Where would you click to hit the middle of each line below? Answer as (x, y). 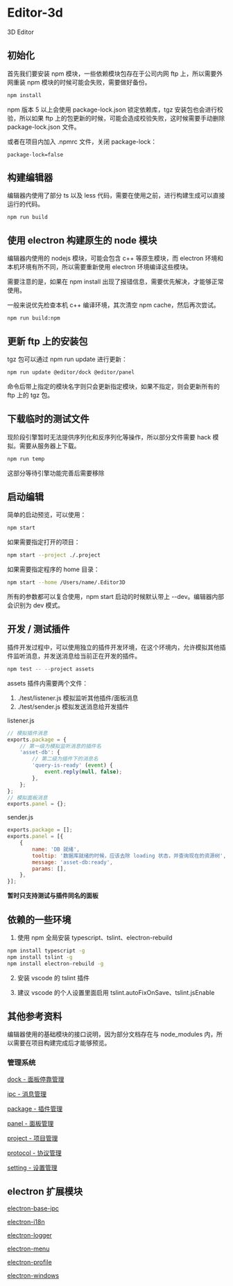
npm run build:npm (34, 318)
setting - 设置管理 (32, 1167)
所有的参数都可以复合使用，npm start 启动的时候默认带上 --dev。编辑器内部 (116, 597)
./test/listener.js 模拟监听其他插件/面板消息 (78, 697)
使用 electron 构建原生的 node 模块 (82, 240)
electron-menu (28, 1249)
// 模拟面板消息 (27, 798)
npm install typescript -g (46, 950)
